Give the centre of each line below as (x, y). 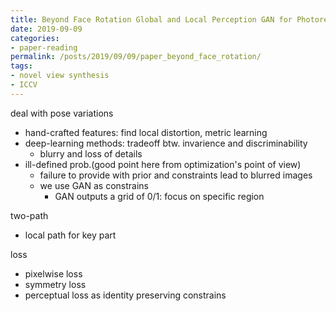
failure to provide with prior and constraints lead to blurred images (176, 175)
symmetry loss (55, 284)
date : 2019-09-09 (46, 29)
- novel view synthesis (60, 76)
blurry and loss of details (91, 153)
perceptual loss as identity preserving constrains (125, 295)
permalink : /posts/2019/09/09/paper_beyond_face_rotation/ (136, 57)
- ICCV (24, 85)
